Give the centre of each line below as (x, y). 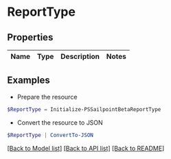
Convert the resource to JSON (60, 122)
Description (80, 57)
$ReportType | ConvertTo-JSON (50, 135)
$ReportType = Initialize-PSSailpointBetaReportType (84, 109)
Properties (30, 37)
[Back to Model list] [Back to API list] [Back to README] (86, 148)
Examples (28, 81)
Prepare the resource (47, 97)
